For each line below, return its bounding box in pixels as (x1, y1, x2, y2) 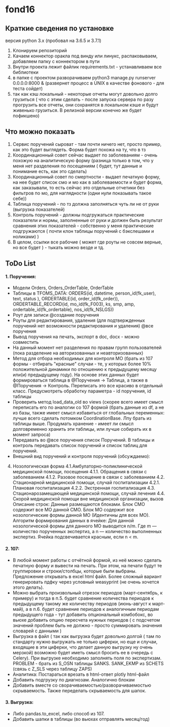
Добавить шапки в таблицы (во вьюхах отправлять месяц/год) (12, 716, 150, 722)
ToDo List (5, 259, 36, 268)
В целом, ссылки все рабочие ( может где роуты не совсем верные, (12, 239, 162, 245)
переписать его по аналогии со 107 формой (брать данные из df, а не (12, 404, 164, 410)
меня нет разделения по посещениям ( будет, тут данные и (12, 163, 143, 169)
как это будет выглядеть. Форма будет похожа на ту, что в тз (12, 146, 146, 152)
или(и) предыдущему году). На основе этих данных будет (12, 372, 139, 378)
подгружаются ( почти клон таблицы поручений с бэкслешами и (12, 228, 154, 234)
